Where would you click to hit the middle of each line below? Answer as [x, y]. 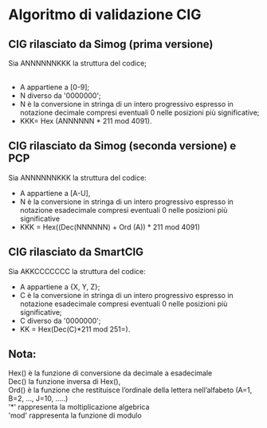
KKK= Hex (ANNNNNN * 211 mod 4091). [86, 121]
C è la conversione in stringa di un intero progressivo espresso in [126, 295]
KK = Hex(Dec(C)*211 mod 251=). [75, 329]
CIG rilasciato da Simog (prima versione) [111, 44]
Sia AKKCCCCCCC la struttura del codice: [77, 271]
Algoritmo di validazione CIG [105, 15]
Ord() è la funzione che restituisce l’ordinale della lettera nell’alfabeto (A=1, [130, 390]
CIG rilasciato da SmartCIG [76, 252]
